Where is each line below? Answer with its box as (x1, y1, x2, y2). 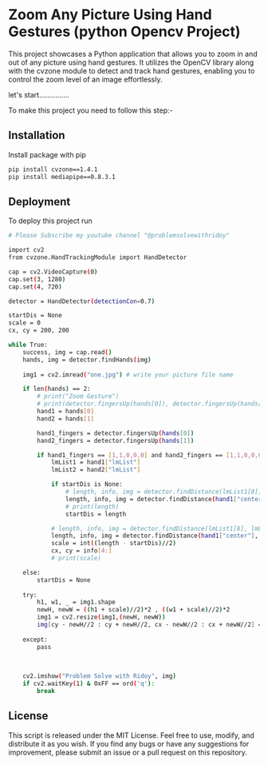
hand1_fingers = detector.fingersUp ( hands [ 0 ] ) (37, 429, 195, 437)
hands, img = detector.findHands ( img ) (22, 356, 152, 364)
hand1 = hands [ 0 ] (37, 408, 94, 416)
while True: (8, 341, 48, 349)
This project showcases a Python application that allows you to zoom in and (8, 49, 258, 58)
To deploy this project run (8, 216, 93, 225)
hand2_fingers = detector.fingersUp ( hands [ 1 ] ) (37, 436, 195, 444)
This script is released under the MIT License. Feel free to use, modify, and (8, 730, 255, 740)
